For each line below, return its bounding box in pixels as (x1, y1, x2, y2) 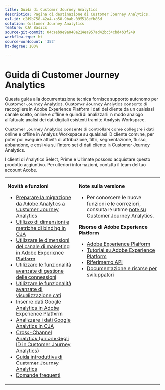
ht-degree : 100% (5, 44, 38, 49)
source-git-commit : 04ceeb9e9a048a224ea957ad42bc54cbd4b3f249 (5, 30, 135, 35)
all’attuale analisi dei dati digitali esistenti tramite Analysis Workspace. (5, 116, 146, 123)
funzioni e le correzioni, (86, 200, 141, 207)
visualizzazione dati (16, 292, 61, 299)
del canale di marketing (16, 243, 70, 250)
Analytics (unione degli (16, 335, 69, 341)
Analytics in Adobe (16, 304, 60, 311)
